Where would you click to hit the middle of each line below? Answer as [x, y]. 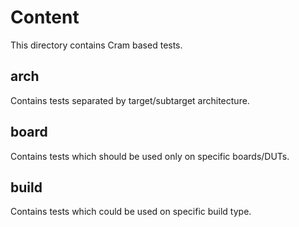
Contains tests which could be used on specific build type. [131, 212]
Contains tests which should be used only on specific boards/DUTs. [150, 156]
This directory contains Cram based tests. [96, 45]
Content [45, 17]
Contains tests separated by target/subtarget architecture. [130, 100]
